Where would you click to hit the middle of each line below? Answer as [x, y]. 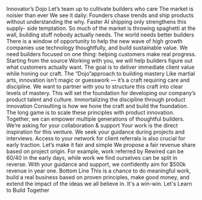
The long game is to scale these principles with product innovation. [90, 112]
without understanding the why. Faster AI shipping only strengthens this [96, 22]
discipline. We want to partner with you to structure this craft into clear [95, 87]
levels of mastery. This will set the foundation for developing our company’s [101, 93]
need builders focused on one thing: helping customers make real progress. [101, 54]
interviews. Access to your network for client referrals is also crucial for [96, 138]
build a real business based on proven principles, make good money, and [98, 177]
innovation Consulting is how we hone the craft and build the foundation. [97, 106]
